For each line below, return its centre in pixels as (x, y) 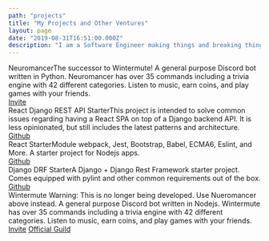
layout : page (30, 30)
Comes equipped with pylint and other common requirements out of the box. (134, 178)
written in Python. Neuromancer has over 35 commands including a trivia (129, 77)
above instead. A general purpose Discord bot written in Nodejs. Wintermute (134, 203)
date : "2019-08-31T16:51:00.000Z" (66, 38)
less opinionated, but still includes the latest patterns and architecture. (124, 128)
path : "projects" (37, 16)
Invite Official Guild (40, 229)
